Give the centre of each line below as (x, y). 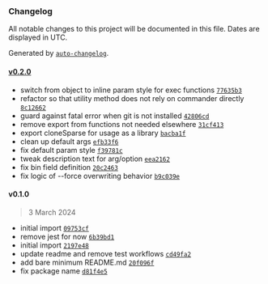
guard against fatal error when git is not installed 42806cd (115, 116)
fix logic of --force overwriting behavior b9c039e (100, 176)
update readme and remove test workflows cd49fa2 (106, 253)
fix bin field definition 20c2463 (69, 167)
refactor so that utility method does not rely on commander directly (132, 98)
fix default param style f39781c (71, 150)
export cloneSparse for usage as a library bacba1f (103, 133)
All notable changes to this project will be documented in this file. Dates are (134, 29)
